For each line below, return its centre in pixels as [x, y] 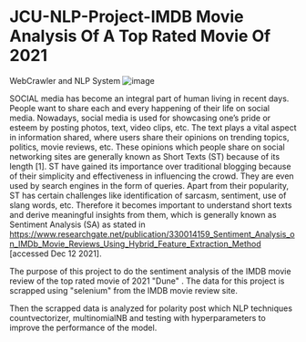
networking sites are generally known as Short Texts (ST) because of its [145, 156]
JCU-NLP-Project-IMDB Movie [127, 17]
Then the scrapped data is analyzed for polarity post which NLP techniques [151, 308]
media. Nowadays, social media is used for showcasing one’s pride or [140, 118]
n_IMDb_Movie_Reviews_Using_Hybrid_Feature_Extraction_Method [135, 244]
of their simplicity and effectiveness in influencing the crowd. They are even [152, 176]
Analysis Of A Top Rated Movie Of [140, 36]
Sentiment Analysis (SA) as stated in [77, 224]
